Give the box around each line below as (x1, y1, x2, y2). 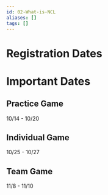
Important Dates (6, 74, 90, 88)
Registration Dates (6, 46, 103, 60)
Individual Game (6, 132, 70, 143)
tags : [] (6, 20, 29, 26)
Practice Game (6, 99, 64, 109)
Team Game (6, 166, 53, 177)
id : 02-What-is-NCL (6, 9, 56, 15)
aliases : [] (6, 15, 37, 21)
